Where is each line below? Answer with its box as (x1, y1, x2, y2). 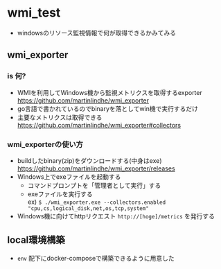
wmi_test (7, 5, 61, 21)
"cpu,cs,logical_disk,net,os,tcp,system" (27, 205, 149, 212)
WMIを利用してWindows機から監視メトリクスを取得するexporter (17, 88, 202, 96)
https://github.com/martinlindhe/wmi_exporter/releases (17, 164, 175, 173)
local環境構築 (7, 234, 66, 246)
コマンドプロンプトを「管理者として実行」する (27, 181, 161, 189)
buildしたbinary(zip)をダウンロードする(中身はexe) (17, 156, 162, 164)
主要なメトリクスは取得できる (17, 113, 103, 121)
